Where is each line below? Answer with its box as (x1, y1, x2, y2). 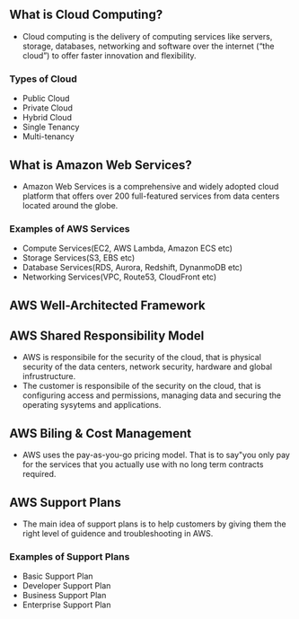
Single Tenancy (22, 121, 80, 133)
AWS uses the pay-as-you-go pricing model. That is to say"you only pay (22, 449, 290, 461)
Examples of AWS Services (9, 222, 130, 234)
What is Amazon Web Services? (9, 157, 192, 172)
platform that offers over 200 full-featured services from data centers (22, 190, 280, 201)
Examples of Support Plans (9, 550, 130, 562)
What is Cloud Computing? (9, 7, 163, 22)
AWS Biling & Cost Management (9, 426, 192, 441)
